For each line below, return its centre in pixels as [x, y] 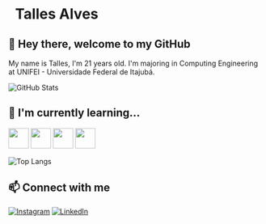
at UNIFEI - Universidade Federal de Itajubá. [82, 72]
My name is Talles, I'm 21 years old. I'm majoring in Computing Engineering [133, 63]
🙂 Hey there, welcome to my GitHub [100, 44]
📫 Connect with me [59, 188]
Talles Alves [57, 14]
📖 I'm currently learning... [74, 113]
